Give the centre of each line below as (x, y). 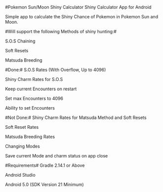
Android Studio (20, 175)
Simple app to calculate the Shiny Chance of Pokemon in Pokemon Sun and (82, 17)
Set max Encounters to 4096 (34, 98)
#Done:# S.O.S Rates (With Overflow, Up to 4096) (56, 70)
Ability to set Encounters (30, 108)
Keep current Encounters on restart (41, 89)
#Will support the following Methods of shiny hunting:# (61, 31)
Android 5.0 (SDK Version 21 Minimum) (45, 184)
